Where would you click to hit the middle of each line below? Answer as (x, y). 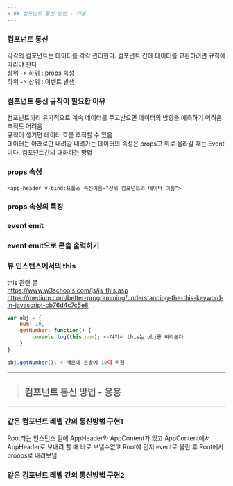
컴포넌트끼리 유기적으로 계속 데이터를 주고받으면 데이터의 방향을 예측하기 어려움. (115, 118)
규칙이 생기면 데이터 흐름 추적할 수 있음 (60, 135)
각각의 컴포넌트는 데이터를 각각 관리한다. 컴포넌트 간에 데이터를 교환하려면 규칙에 (116, 55)
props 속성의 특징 (35, 207)
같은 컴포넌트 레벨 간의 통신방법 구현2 (66, 475)
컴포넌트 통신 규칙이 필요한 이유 (57, 101)
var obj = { (24, 318)
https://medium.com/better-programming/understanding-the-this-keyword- (115, 297)
